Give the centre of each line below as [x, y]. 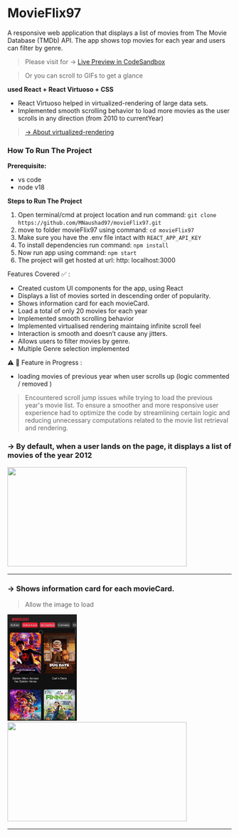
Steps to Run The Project [45, 201]
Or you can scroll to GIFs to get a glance [84, 75]
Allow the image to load [59, 604]
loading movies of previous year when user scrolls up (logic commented [123, 377]
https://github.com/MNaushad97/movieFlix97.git [89, 223]
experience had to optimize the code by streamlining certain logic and [127, 413]
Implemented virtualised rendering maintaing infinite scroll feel [109, 326]
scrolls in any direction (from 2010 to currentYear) [90, 118]
